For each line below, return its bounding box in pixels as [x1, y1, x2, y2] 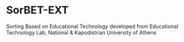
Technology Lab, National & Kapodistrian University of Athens [6, 29, 157, 36]
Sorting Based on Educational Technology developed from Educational [6, 23, 179, 30]
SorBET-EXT [6, 3, 69, 17]
